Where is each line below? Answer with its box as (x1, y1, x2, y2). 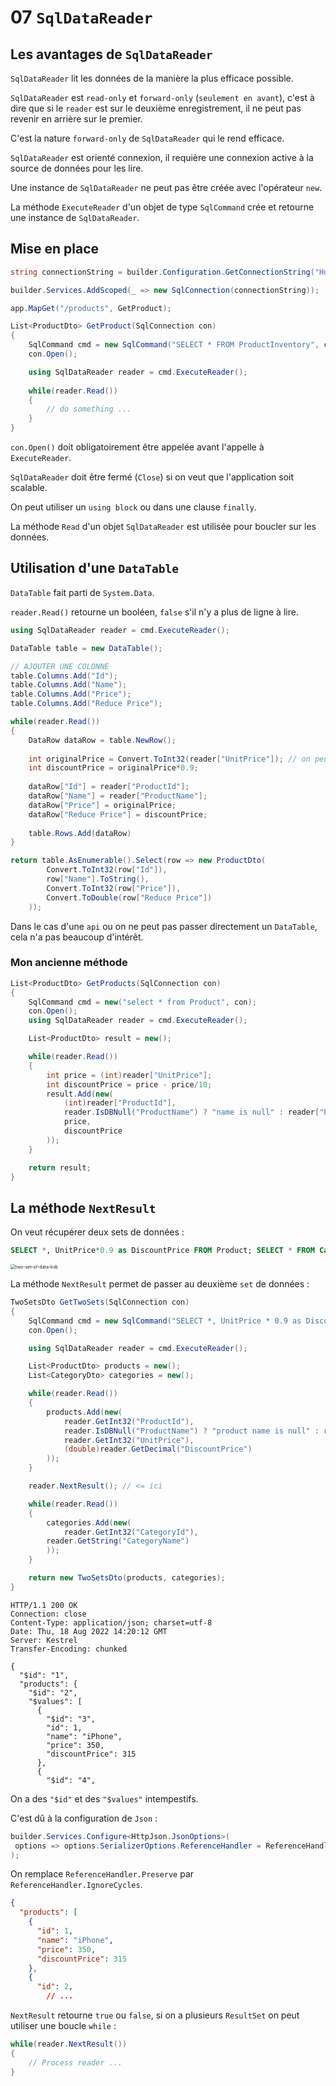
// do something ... (46, 404, 132, 415)
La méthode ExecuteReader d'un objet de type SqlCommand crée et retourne (10, 201, 315, 213)
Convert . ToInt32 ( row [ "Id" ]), (46, 865, 168, 875)
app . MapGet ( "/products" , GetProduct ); (10, 303, 172, 313)
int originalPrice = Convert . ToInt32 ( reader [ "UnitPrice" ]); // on (28, 754, 311, 764)
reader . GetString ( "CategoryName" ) (46, 1536, 190, 1546)
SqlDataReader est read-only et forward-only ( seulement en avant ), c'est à (10, 92, 315, 103)
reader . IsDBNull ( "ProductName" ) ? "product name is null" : (63, 1426, 320, 1436)
